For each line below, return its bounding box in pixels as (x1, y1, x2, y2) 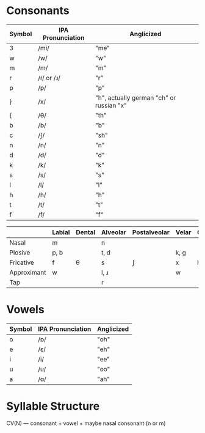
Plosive (9, 248, 31, 257)
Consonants (6, 4, 70, 18)
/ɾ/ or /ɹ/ (37, 73, 61, 82)
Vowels (6, 303, 45, 317)
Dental (76, 228, 96, 236)
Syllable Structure (6, 399, 100, 413)
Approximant (9, 268, 46, 276)
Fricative (9, 258, 35, 267)
